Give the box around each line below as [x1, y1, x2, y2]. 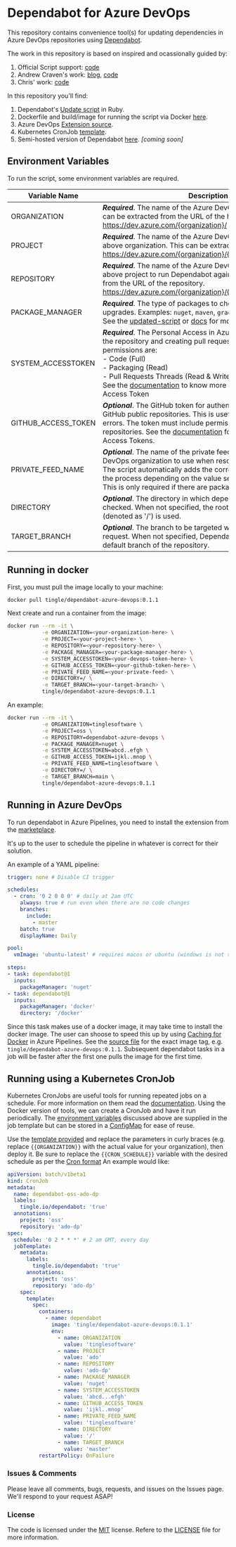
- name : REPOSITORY [57, 1361, 114, 1368]
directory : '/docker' [20, 1010, 83, 1017]
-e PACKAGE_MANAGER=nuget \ [41, 740, 124, 747]
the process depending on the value [103, 473, 222, 483]
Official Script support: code [17, 63, 100, 71]
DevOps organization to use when [103, 456, 214, 466]
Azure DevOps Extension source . [17, 120, 114, 128]
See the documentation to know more [103, 380, 227, 390]
